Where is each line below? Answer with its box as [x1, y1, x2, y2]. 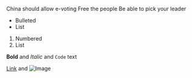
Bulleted [15, 17, 37, 24]
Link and [6, 65, 28, 72]
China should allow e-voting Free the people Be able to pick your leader [6, 5, 187, 12]
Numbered [15, 35, 43, 42]
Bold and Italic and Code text [6, 53, 77, 60]
